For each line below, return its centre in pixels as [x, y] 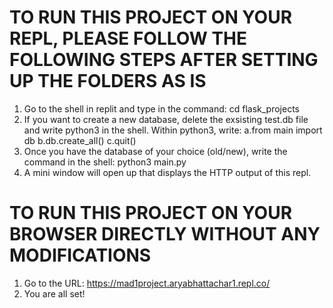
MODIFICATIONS [80, 255]
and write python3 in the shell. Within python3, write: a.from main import [173, 130]
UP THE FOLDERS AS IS [108, 81]
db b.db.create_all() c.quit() [80, 140]
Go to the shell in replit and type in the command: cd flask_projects [161, 108]
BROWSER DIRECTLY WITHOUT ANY [165, 234]
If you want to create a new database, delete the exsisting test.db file [166, 119]
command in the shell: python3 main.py [105, 162]
